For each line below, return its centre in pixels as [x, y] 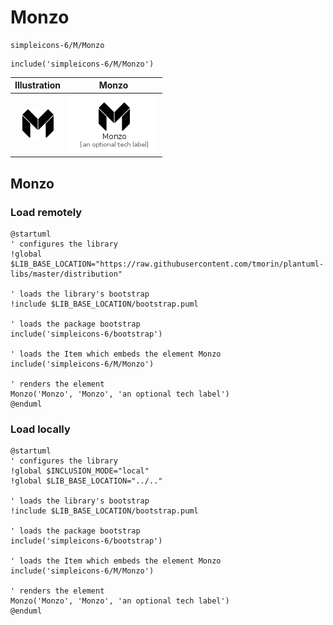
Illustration [38, 85]
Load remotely [46, 212]
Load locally [40, 429]
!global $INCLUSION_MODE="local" [80, 471]
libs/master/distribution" [66, 274]
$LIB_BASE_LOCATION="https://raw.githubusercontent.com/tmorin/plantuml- [167, 264]
